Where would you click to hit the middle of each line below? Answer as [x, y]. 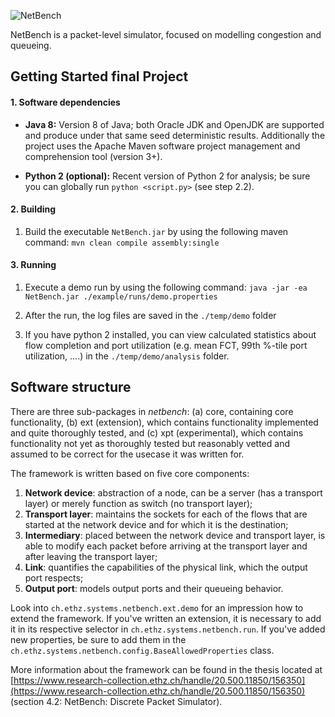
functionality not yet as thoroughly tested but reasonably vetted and [150, 443]
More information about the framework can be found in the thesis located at [166, 669]
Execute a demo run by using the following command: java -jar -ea [166, 287]
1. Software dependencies [65, 102]
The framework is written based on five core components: [130, 473]
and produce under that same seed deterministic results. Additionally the [175, 135]
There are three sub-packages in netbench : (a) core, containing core [152, 411]
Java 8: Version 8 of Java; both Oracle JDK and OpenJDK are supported [174, 124]
